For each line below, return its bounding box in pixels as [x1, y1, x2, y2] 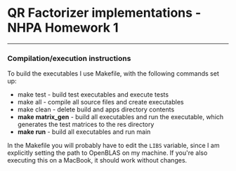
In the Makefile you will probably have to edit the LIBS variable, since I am [7, 142, 220, 150]
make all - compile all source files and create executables [17, 98, 184, 107]
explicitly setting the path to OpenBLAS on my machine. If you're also [7, 149, 208, 157]
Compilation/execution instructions [7, 53, 131, 63]
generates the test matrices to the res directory [17, 121, 155, 129]
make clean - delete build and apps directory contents [17, 105, 175, 114]
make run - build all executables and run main [17, 128, 151, 136]
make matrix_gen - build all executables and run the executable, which [17, 113, 224, 121]
